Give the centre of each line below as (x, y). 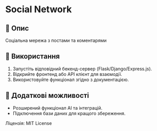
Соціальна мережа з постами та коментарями (56, 40)
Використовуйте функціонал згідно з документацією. (71, 80)
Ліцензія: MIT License (29, 123)
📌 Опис (17, 28)
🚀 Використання (32, 56)
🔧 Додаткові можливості (47, 96)
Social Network (39, 9)
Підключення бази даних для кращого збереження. (69, 113)
